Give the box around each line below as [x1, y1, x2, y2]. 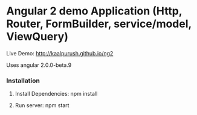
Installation [6, 76, 40, 85]
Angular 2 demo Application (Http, [6, 4, 182, 18]
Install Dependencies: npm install [15, 90, 98, 98]
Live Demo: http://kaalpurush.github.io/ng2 [6, 49, 114, 57]
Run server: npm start [15, 102, 69, 109]
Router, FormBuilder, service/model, [6, 17, 192, 31]
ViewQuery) [6, 30, 68, 43]
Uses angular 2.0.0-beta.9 [6, 61, 72, 69]
